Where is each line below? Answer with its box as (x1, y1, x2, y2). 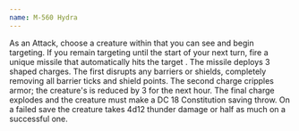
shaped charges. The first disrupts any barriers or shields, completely (9, 66, 267, 77)
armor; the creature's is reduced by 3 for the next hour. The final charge (9, 85, 275, 95)
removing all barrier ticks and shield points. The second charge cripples (9, 75, 275, 86)
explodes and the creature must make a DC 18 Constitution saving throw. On (9, 94, 291, 105)
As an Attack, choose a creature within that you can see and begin (9, 37, 254, 48)
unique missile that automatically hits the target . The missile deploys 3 (9, 56, 270, 67)
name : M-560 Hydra (9, 12, 78, 22)
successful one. (9, 113, 69, 124)
